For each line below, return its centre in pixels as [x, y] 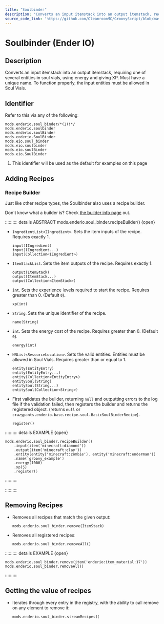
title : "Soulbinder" [26, 10]
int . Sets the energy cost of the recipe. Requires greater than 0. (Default [85, 331]
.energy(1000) [28, 463]
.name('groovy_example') [39, 458]
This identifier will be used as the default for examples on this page [80, 163]
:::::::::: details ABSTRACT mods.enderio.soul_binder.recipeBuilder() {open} [80, 222]
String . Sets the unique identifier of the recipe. [59, 313]
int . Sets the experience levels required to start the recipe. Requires [81, 290]
